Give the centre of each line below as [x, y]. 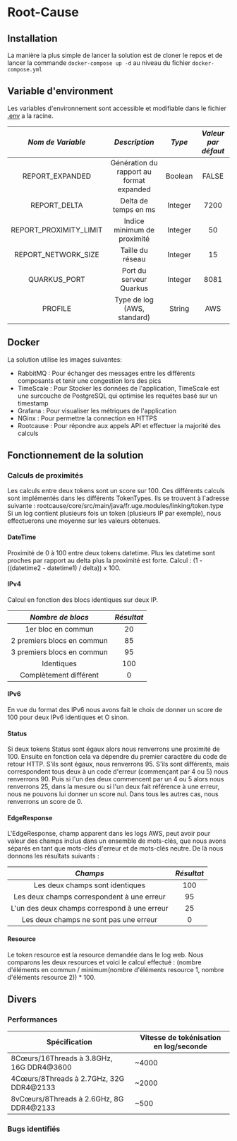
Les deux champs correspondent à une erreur [90, 897]
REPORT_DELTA [57, 205]
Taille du [134, 250]
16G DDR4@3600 [41, 1068]
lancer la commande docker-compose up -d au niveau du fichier [99, 63]
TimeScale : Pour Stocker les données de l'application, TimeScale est [119, 388]
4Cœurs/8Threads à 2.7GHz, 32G [68, 1079]
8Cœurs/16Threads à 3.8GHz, [62, 1058]
